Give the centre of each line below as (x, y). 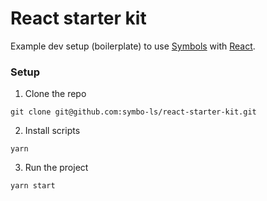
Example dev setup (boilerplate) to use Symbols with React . (133, 46)
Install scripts (52, 131)
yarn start (33, 186)
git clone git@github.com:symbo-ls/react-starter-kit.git (133, 112)
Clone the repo (55, 94)
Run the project (56, 168)
